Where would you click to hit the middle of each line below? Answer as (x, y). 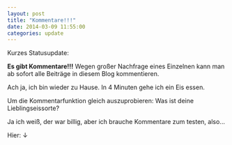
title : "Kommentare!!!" (42, 20)
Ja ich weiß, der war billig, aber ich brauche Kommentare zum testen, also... (116, 122)
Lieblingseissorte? (33, 108)
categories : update (36, 33)
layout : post (26, 14)
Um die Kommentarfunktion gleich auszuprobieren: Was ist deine (100, 101)
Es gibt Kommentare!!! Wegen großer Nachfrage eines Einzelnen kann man (116, 66)
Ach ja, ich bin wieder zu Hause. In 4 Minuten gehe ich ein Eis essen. (106, 87)
